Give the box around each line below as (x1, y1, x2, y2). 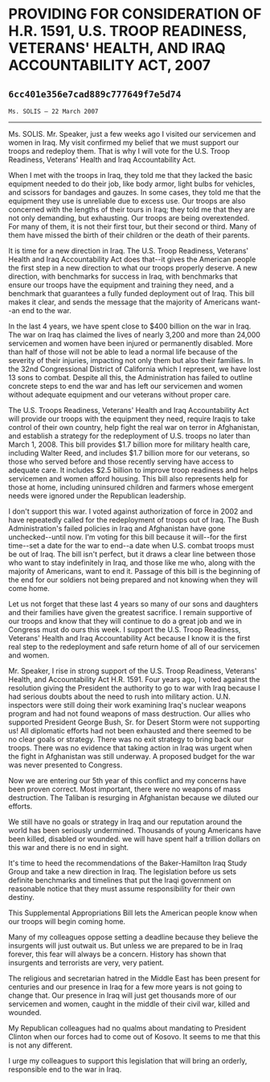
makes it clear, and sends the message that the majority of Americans (8, 297, 239, 307)
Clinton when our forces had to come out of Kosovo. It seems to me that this (8, 1032, 261, 1041)
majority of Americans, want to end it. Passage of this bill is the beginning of (8, 567, 261, 576)
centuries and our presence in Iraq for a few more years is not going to (8, 982, 243, 991)
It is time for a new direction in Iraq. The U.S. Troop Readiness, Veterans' (8, 246, 249, 255)
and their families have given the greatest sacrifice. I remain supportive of (8, 608, 253, 617)
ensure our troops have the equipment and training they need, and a (8, 280, 235, 290)
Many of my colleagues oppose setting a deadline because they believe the (8, 932, 259, 942)
